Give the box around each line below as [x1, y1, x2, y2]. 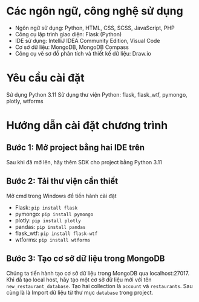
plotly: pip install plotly [15, 216, 81, 224]
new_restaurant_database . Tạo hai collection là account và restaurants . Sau [6, 282, 193, 289]
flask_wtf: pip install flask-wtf [15, 230, 98, 237]
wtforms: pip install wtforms [15, 236, 91, 243]
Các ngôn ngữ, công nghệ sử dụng [6, 4, 183, 18]
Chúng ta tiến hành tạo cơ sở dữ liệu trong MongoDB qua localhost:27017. [6, 269, 189, 277]
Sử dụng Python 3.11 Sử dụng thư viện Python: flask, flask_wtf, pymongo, [6, 91, 188, 98]
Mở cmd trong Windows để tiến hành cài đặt [6, 192, 117, 199]
